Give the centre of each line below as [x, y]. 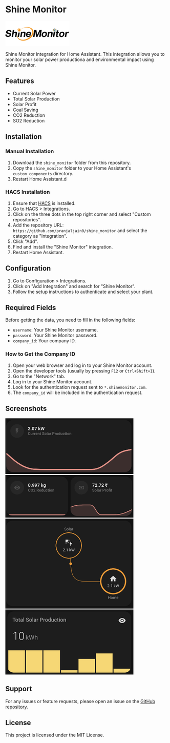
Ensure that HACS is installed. [44, 203]
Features [20, 81]
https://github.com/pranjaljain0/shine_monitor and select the [80, 230]
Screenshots [26, 409]
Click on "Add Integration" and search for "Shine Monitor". [74, 286]
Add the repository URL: [38, 225]
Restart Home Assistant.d [40, 179]
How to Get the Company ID [40, 354]
